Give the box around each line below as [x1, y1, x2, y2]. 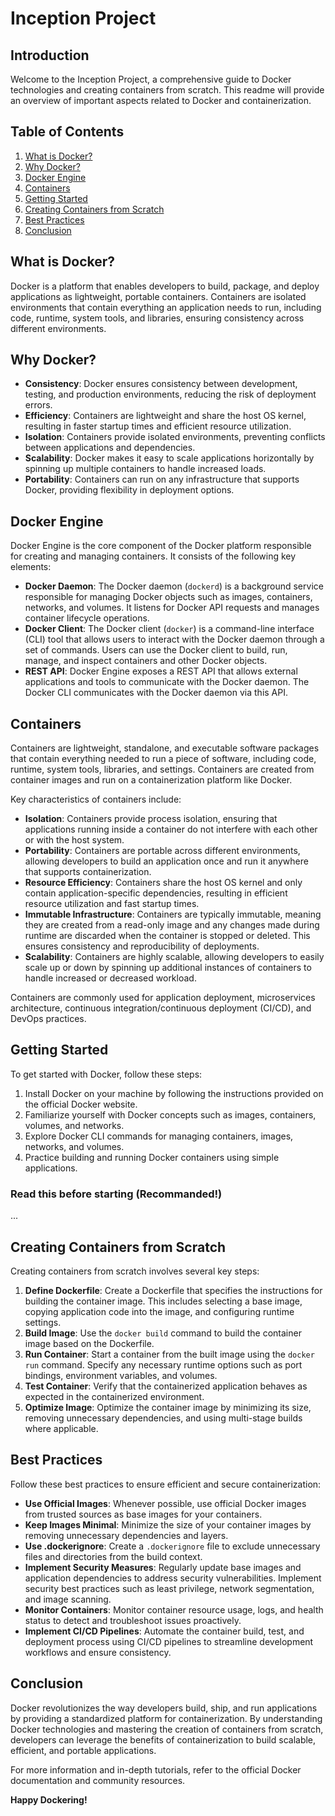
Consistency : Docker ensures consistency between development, [24, 378, 298, 390]
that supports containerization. [24, 866, 152, 878]
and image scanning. [24, 1593, 112, 1605]
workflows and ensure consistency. [24, 1646, 172, 1658]
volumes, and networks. [24, 1119, 125, 1131]
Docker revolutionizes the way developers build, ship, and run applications [10, 1702, 318, 1714]
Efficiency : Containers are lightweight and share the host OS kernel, [24, 410, 307, 422]
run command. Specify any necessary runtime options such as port [24, 1358, 303, 1371]
